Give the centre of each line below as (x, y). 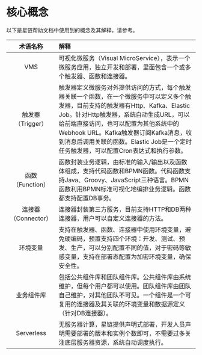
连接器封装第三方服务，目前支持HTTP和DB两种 (125, 209)
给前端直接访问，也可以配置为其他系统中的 (119, 123)
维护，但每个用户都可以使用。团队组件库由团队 (125, 286)
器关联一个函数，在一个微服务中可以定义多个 (122, 96)
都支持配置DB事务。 (87, 198)
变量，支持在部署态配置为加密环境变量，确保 (128, 256)
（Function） (31, 184)
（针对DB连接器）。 (85, 313)
